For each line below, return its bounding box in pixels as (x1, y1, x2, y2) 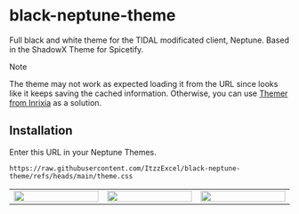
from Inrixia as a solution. (9, 97, 102, 107)
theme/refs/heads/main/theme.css (9, 171, 133, 180)
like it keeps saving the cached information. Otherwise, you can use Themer (9, 88, 288, 99)
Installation (9, 123, 73, 139)
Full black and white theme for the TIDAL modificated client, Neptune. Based (9, 35, 289, 45)
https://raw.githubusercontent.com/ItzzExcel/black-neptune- (9, 163, 241, 173)
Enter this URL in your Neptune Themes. (9, 147, 158, 157)
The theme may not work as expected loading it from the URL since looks (9, 78, 279, 89)
